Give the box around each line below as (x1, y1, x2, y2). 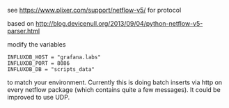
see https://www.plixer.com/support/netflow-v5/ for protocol (7, 6, 182, 14)
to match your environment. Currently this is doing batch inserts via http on (7, 78, 223, 86)
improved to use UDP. (7, 93, 70, 101)
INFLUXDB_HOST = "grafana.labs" (7, 54, 101, 61)
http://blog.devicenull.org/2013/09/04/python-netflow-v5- (35, 20, 203, 27)
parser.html (7, 27, 40, 35)
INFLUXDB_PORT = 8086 (7, 60, 70, 67)
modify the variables (7, 40, 66, 48)
